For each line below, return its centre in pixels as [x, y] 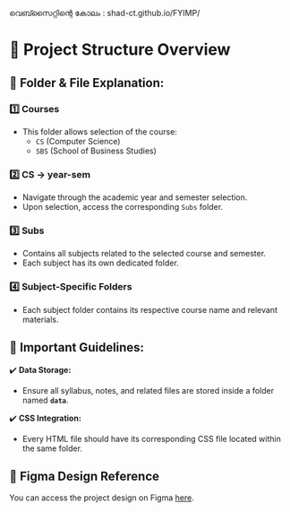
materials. [40, 319]
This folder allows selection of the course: [99, 131]
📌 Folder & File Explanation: [87, 83]
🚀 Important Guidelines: [77, 347]
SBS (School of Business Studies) [96, 151]
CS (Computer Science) [78, 141]
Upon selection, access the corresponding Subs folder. [123, 207]
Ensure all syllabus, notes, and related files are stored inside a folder [148, 390]
